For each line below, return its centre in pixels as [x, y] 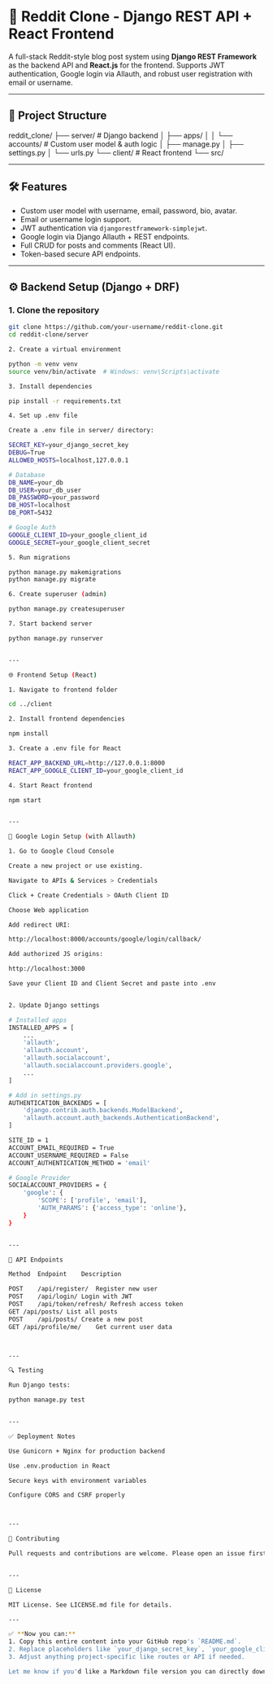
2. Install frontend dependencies [67, 719]
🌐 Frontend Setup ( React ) [53, 675]
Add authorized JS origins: [56, 954]
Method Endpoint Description [65, 1274]
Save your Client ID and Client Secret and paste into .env [113, 984]
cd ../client [30, 704]
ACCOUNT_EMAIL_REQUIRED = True [61, 1147]
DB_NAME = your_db [36, 482]
